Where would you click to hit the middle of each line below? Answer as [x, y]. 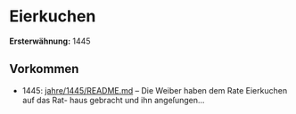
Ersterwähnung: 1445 [50, 41]
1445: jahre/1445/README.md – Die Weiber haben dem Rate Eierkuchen [155, 90]
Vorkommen [44, 69]
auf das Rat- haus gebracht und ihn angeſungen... [113, 100]
